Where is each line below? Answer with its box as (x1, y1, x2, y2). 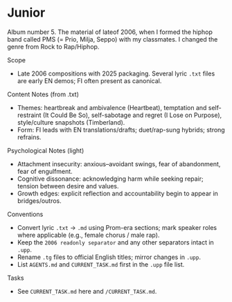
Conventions (7, 210, 44, 218)
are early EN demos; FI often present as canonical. (17, 76, 162, 85)
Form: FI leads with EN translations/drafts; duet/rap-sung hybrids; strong (17, 125, 225, 134)
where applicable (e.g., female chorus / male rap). (17, 231, 160, 239)
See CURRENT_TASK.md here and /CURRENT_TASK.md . (17, 287, 157, 295)
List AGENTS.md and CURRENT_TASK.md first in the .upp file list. (17, 260, 185, 268)
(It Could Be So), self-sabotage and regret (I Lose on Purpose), (42, 111, 222, 119)
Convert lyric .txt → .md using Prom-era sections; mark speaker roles (17, 223, 217, 231)
